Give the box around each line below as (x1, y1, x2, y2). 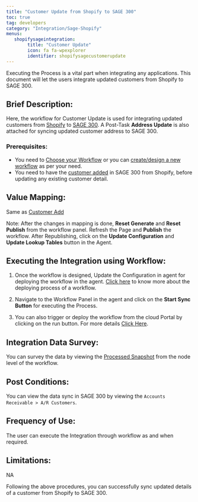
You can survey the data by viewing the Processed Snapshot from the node (6, 353, 191, 360)
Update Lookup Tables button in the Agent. (6, 239, 113, 246)
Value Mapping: (6, 192, 66, 202)
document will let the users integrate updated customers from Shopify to (6, 76, 184, 83)
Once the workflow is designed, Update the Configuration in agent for (14, 272, 186, 279)
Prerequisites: (6, 142, 48, 151)
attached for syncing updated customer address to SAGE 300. (6, 127, 158, 135)
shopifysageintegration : (14, 36, 76, 42)
